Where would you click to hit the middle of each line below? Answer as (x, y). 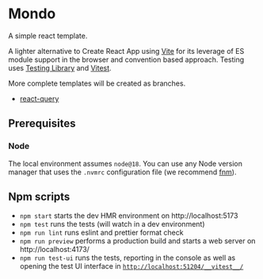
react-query (39, 98)
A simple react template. (48, 36)
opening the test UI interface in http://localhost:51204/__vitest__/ (131, 266)
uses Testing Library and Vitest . (60, 67)
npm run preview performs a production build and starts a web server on (137, 241)
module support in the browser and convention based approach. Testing (126, 59)
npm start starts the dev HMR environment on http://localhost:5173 (129, 216)
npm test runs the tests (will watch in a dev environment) (112, 224)
